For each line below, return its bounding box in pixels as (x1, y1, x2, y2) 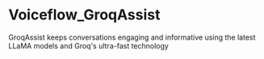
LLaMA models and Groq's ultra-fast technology (8, 40, 170, 50)
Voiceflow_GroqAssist (8, 6, 161, 24)
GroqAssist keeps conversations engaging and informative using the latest (8, 32, 256, 42)
